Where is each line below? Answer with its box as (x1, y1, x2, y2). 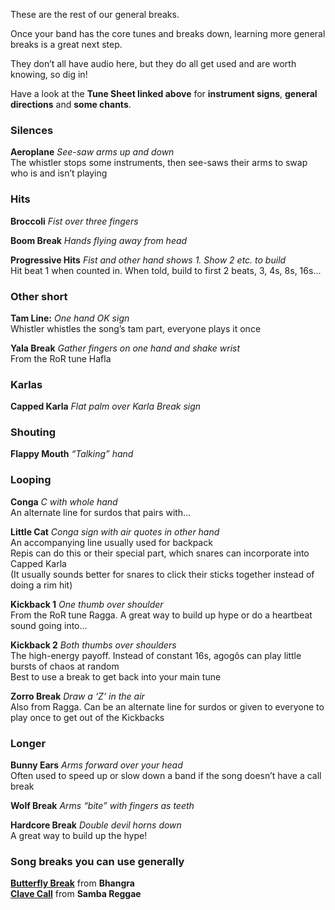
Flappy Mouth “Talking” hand (10, 448, 134, 460)
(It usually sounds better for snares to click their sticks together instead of (10, 568, 315, 580)
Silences (10, 123, 54, 137)
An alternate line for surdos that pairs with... (10, 506, 192, 518)
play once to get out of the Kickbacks (10, 711, 165, 723)
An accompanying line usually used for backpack (10, 536, 213, 548)
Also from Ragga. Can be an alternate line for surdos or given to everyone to (10, 700, 325, 713)
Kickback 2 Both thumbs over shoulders (10, 639, 177, 651)
